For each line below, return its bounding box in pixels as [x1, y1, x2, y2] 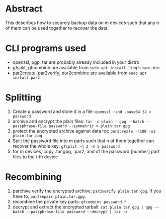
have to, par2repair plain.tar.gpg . [12, 193, 87, 199]
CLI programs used [5, 43, 87, 54]
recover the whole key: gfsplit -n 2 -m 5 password [12, 143, 120, 149]
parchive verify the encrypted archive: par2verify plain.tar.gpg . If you [12, 188, 161, 194]
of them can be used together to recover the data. [5, 25, 109, 31]
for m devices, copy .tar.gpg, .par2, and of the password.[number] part [12, 148, 160, 154]
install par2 [12, 75, 40, 80]
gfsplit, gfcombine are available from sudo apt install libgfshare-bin [12, 64, 160, 70]
